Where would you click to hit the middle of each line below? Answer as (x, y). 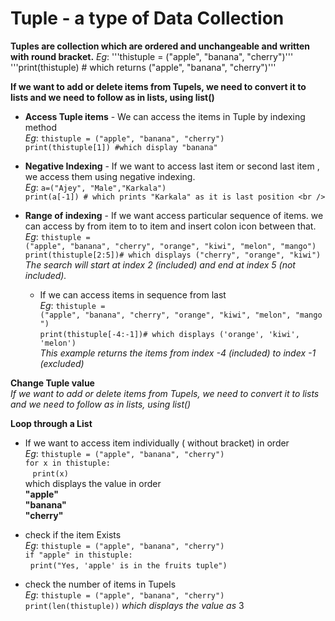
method (41, 127)
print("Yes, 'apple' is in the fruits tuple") (128, 565)
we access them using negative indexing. (110, 176)
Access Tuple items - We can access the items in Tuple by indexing (165, 116)
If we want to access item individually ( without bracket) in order (157, 443)
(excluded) (62, 363)
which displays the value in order (93, 483)
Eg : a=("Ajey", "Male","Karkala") (95, 187)
